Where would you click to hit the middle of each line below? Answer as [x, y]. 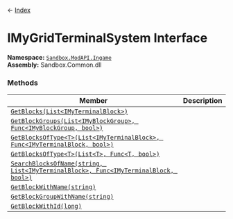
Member [94, 101]
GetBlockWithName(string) [53, 187]
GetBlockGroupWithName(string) [62, 197]
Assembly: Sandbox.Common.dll [54, 65]
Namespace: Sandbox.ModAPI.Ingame [60, 57]
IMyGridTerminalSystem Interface [107, 38]
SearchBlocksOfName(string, [57, 164]
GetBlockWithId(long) [46, 206]
